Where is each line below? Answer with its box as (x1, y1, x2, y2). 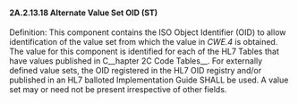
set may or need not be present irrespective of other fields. (9, 84, 227, 95)
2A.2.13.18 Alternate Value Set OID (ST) (9, 7, 158, 18)
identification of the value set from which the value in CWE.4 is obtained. (9, 37, 278, 48)
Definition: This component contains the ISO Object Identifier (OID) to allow (9, 27, 286, 38)
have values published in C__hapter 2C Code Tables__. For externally (9, 56, 263, 66)
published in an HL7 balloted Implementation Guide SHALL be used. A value (9, 74, 289, 85)
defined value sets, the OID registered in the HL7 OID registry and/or (9, 65, 262, 76)
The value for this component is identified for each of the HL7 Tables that (9, 46, 279, 57)
